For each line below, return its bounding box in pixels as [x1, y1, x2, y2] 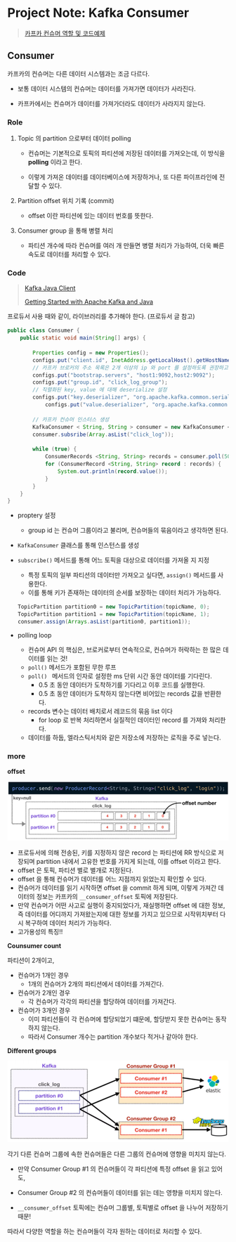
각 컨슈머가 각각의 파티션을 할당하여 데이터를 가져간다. [27, 997, 177, 1006]
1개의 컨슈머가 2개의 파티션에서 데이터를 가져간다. [27, 979, 164, 988]
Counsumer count [7, 941, 62, 950]
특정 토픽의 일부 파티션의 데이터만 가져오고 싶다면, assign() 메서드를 [27, 571, 216, 579]
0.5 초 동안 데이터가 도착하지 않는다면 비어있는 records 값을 [38, 689, 203, 697]
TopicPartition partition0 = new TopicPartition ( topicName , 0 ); [17, 603, 210, 611]
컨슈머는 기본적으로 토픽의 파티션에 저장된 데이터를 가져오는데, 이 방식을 [27, 149, 225, 157]
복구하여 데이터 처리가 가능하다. [25, 919, 112, 927]
